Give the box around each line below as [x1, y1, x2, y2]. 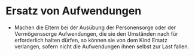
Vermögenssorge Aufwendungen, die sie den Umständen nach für [14, 30, 178, 37]
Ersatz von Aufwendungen [5, 4, 142, 18]
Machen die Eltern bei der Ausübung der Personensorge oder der [14, 24, 176, 31]
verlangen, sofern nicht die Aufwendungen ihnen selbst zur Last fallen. [14, 43, 190, 50]
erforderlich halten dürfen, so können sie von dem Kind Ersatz [14, 36, 168, 43]
